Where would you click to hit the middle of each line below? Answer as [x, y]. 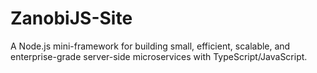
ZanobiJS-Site [71, 18]
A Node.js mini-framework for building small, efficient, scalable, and [150, 46]
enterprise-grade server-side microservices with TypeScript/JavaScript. [159, 56]
